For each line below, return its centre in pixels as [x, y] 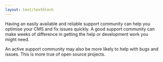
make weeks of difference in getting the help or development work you [77, 34]
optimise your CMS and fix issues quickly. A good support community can [80, 29]
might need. [17, 39]
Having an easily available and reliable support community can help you [78, 24]
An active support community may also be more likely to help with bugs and [82, 49]
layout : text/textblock [29, 10]
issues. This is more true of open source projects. [55, 54]
